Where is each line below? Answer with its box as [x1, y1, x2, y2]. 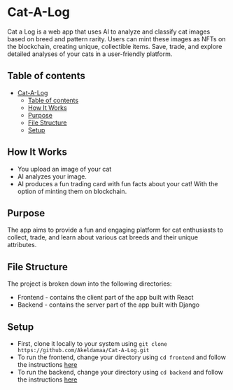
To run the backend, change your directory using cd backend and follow [17, 368, 224, 376]
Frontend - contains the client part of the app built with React [17, 293, 194, 302]
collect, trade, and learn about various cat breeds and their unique [7, 233, 198, 242]
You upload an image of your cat [17, 165, 112, 173]
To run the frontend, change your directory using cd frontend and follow [17, 353, 226, 361]
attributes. [7, 241, 37, 249]
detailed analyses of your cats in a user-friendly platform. [7, 50, 173, 58]
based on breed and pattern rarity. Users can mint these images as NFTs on [7, 34, 226, 43]
